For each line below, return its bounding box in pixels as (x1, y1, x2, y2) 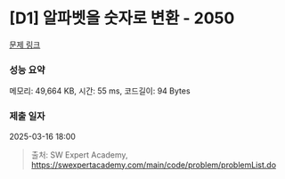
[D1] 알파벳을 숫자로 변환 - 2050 (9, 8, 235, 28)
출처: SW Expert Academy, (30, 149, 128, 160)
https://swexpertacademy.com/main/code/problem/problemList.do (30, 159, 277, 170)
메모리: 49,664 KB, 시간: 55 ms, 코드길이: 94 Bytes (9, 85, 191, 96)
